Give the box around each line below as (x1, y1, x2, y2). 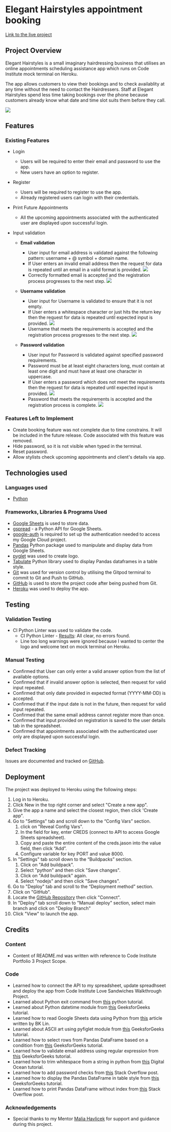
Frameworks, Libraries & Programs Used (5, 508, 107, 516)
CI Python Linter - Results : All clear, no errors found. (20, 633, 130, 639)
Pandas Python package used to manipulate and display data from (12, 542, 153, 548)
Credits (5, 925, 30, 934)
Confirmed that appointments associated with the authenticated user (12, 728, 158, 734)
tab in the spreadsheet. (12, 723, 62, 729)
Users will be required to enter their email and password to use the (20, 158, 161, 164)
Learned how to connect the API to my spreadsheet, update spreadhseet (12, 982, 166, 989)
